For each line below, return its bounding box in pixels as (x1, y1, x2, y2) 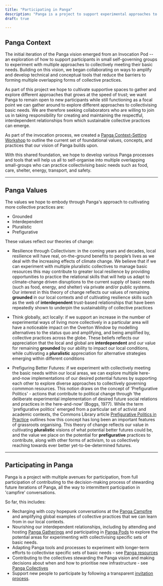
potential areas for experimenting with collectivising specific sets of (12, 534, 147, 540)
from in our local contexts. (12, 518, 65, 524)
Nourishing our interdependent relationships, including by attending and (12, 524, 156, 530)
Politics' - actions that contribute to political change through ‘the (12, 391, 141, 396)
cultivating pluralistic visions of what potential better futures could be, (12, 427, 153, 433)
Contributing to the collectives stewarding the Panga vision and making (12, 555, 155, 561)
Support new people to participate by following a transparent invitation (12, 570, 154, 576)
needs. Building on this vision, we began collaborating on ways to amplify (5, 67, 152, 73)
